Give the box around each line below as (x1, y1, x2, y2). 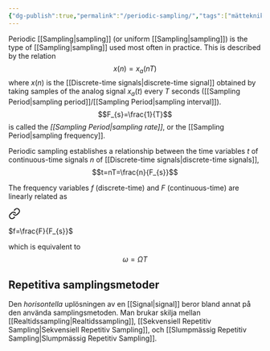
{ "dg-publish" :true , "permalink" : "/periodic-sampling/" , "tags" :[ (8, 11, 228, 20)
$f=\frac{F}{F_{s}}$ (8, 226, 74, 236)
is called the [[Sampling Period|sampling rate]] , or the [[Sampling (8, 122, 225, 132)
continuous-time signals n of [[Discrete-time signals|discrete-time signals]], (8, 155, 260, 165)
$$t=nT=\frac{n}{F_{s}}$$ (92, 167, 178, 177)
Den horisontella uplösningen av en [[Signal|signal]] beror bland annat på (8, 299, 252, 309)
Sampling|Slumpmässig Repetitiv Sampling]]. (8, 333, 157, 343)
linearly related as (8, 192, 67, 201)
